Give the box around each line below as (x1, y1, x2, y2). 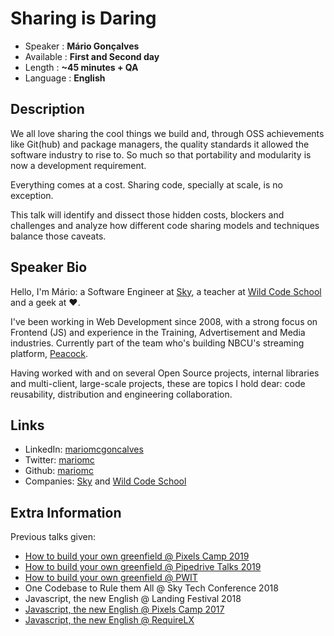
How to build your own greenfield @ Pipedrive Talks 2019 (24, 561, 262, 573)
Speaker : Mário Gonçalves (24, 40, 140, 52)
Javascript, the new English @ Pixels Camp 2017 (24, 603, 225, 616)
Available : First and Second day (24, 50, 160, 62)
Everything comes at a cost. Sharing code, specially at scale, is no (10, 178, 283, 191)
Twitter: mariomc (24, 454, 95, 466)
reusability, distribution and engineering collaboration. (10, 388, 233, 400)
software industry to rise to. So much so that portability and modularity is (10, 148, 312, 161)
